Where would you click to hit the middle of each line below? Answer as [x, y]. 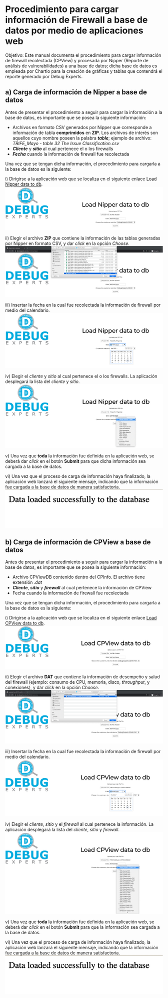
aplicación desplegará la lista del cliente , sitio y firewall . [62, 829]
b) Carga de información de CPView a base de [78, 542]
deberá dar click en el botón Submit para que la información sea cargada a [82, 927]
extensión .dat [27, 582]
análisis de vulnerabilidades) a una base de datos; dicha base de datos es [81, 66]
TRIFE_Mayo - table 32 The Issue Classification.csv [66, 143]
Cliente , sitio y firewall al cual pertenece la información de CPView [82, 587]
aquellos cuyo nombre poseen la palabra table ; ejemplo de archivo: [82, 138]
